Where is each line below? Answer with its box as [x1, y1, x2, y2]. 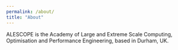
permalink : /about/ [6, 8, 55, 15]
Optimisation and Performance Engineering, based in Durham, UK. [6, 37, 169, 44]
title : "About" [6, 14, 44, 20]
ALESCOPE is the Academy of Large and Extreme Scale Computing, [6, 30, 173, 37]
